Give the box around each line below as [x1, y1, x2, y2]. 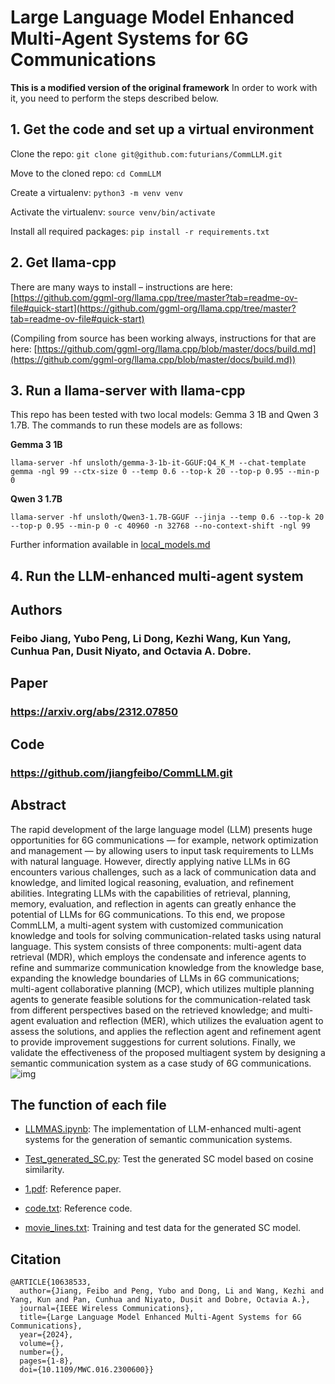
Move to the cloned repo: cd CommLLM [10, 167, 162, 179]
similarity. [24, 1164, 65, 1176]
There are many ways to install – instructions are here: [10, 281, 233, 293]
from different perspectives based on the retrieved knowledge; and [10, 1004, 287, 1016]
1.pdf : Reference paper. [24, 1183, 122, 1195]
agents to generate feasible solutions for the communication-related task [10, 993, 311, 1005]
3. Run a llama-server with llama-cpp [10, 382, 246, 399]
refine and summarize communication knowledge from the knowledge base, [10, 961, 325, 973]
